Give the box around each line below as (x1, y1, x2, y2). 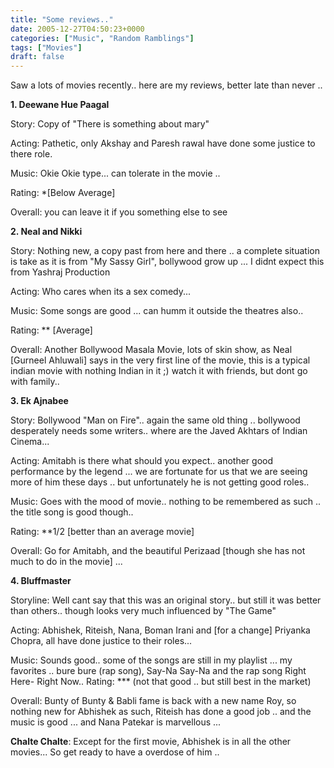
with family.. (10, 376, 60, 388)
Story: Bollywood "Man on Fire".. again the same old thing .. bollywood (10, 414, 301, 426)
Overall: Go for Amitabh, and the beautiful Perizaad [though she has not (10, 545, 306, 557)
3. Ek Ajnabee (10, 395, 69, 407)
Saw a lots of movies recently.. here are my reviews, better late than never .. (10, 79, 323, 91)
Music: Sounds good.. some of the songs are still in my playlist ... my (10, 654, 293, 666)
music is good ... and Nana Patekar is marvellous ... (10, 716, 222, 728)
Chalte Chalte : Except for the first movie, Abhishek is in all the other (10, 736, 292, 748)
